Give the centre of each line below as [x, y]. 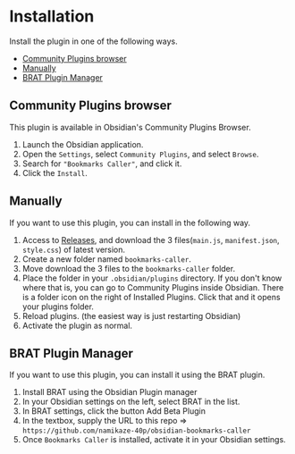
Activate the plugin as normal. [77, 325]
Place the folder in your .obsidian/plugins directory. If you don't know [152, 278]
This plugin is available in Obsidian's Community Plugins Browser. [131, 127]
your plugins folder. [58, 307]
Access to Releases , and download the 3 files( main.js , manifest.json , [151, 240]
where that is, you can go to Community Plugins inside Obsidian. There [153, 287]
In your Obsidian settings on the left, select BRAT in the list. [131, 402]
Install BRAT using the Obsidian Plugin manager [110, 392]
